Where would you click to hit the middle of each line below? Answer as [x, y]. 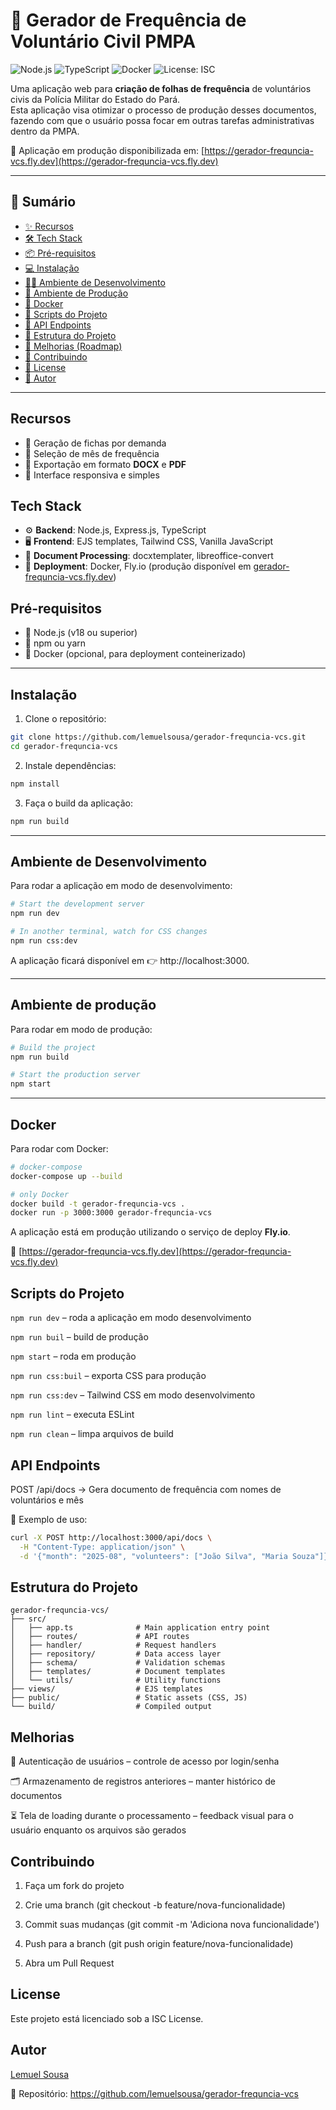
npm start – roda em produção [73, 1356]
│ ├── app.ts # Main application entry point [140, 1628]
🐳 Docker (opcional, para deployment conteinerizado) [135, 654]
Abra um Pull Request [69, 1963]
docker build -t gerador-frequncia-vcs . [98, 1204]
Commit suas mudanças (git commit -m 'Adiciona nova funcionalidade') [172, 1924]
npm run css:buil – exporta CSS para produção [108, 1376]
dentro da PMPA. [45, 131]
